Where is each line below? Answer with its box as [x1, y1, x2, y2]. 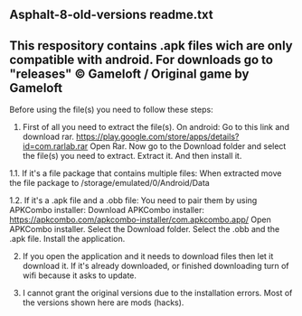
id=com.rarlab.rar [22, 141, 89, 152]
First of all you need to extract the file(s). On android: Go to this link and [22, 122, 289, 133]
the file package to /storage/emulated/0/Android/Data [9, 178, 210, 189]
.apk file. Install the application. [9, 234, 126, 245]
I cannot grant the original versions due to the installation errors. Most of [22, 288, 293, 299]
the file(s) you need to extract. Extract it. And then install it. [22, 151, 242, 162]
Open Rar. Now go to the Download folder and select [90, 141, 287, 152]
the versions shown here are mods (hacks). [22, 297, 184, 308]
